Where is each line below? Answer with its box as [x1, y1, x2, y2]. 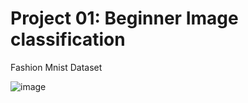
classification [10, 28, 126, 51]
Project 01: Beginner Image [10, 7, 239, 30]
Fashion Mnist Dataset [10, 61, 103, 73]
